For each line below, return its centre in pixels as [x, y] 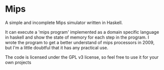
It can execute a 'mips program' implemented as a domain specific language [82, 32]
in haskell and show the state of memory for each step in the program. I [77, 37]
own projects [18, 62]
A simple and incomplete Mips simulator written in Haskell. [64, 23]
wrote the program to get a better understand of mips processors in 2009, [80, 42]
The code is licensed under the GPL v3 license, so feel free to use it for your [82, 57]
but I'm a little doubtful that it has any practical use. [57, 47]
